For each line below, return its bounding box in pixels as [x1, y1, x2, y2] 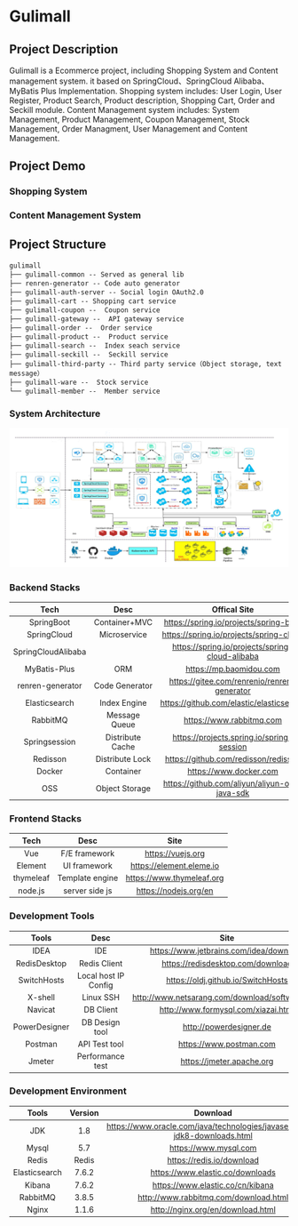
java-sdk [216, 788, 250, 798]
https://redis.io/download [167, 1155, 260, 1166]
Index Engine [99, 698, 147, 709]
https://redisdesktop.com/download [161, 958, 293, 968]
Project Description [9, 42, 119, 57]
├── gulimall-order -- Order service [9, 324, 153, 333]
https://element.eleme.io [129, 861, 220, 871]
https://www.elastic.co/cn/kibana [152, 1180, 274, 1190]
